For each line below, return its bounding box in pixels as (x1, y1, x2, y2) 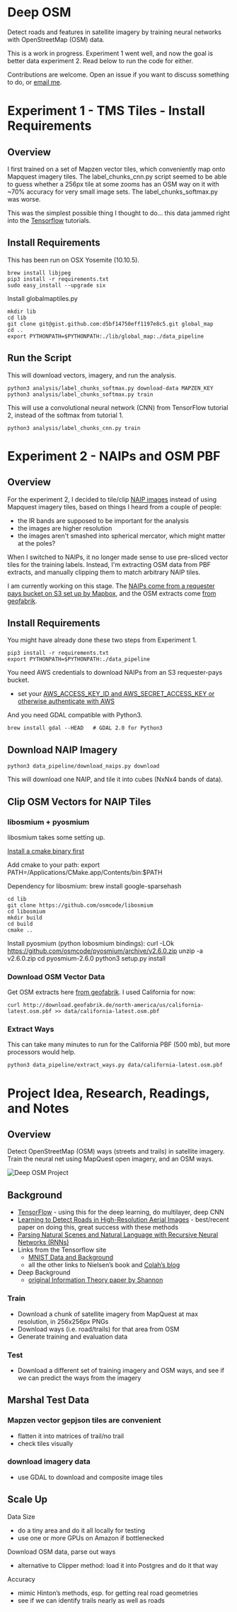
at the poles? (17, 539, 56, 547)
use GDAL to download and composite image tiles (17, 1473, 163, 1481)
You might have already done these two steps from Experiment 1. (7, 636, 197, 644)
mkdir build (7, 914, 42, 921)
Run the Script (7, 352, 72, 364)
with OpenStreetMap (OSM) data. (7, 35, 105, 43)
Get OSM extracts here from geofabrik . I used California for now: (7, 988, 196, 997)
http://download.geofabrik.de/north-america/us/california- (23, 1002, 204, 1009)
